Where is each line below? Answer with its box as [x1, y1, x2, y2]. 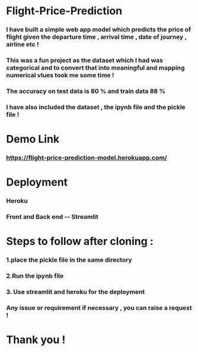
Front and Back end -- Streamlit [6, 213, 99, 221]
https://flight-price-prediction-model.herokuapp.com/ [6, 153, 167, 162]
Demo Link [6, 133, 60, 146]
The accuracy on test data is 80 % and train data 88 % [6, 87, 166, 95]
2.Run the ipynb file [6, 272, 64, 280]
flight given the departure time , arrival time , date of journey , [6, 33, 187, 41]
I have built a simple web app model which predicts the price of [6, 26, 191, 34]
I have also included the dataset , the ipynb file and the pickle [6, 103, 186, 111]
